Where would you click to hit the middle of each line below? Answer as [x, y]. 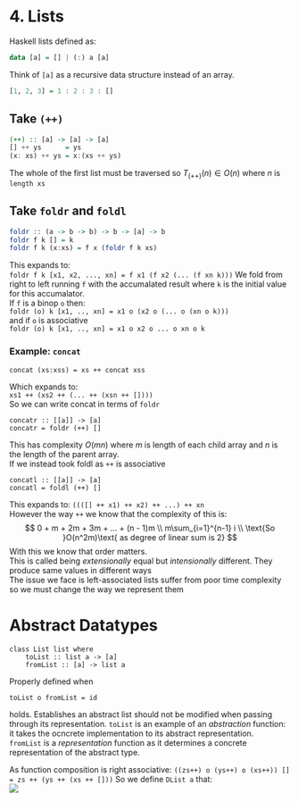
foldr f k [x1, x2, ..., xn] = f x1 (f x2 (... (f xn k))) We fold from [146, 275]
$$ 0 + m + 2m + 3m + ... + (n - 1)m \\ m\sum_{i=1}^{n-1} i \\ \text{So [150, 528]
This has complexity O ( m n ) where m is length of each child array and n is [144, 445]
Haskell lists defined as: [53, 41]
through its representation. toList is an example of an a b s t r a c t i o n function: [148, 723]
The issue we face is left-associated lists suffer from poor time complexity [145, 580]
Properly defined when [51, 681]
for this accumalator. [47, 294]
